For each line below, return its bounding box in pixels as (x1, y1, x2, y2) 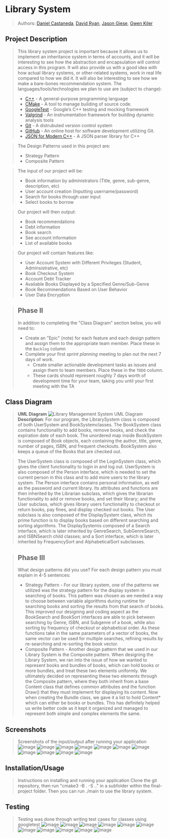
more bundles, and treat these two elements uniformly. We (25, 667, 147, 674)
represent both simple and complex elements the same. (25, 710, 141, 717)
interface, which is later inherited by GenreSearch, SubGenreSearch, (17, 528, 160, 534)
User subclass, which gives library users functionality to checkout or (17, 501, 160, 508)
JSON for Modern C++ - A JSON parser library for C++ (25, 133, 140, 139)
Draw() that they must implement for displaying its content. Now (25, 689, 158, 695)
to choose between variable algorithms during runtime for (25, 598, 145, 604)
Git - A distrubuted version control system (25, 122, 112, 128)
